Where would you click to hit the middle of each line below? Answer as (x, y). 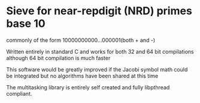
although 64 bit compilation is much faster (58, 58)
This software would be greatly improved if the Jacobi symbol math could (97, 69)
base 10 (26, 24)
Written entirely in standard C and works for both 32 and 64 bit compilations (100, 51)
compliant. (19, 93)
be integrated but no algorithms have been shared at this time (82, 76)
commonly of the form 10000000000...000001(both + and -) (81, 40)
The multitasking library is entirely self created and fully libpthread (88, 87)
